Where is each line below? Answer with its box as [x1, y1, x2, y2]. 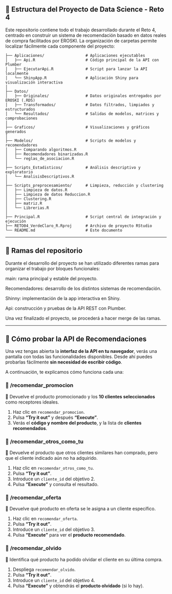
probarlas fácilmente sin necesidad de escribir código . [5, 359, 122, 365]
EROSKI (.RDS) [5, 98, 36, 103]
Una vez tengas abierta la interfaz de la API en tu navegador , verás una [5, 348, 157, 354]
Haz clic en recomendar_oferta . [12, 516, 78, 522]
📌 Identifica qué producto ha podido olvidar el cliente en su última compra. [5, 556, 163, 562]
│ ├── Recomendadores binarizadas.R [5, 152, 88, 157]
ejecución [5, 219, 27, 224]
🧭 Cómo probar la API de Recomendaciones [5, 335, 147, 344]
